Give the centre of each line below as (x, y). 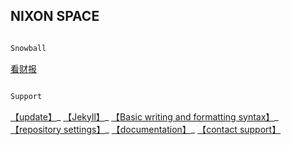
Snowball (28, 48)
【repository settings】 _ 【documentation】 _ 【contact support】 (146, 129)
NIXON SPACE (55, 16)
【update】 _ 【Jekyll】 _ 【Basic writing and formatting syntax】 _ (144, 116)
